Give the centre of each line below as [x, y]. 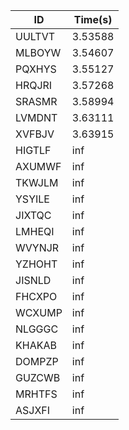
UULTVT [35, 36]
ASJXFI [33, 410]
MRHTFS [36, 394]
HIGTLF [33, 150]
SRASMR [36, 101]
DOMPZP [37, 361]
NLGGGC [37, 329]
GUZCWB [38, 377]
